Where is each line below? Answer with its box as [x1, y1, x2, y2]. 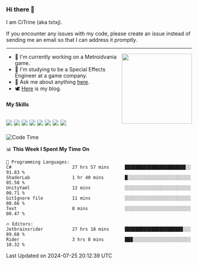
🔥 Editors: [6, 221, 34, 227]
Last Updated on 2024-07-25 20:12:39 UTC [6, 252, 113, 259]
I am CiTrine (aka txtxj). [6, 19, 63, 26]
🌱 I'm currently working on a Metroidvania [14, 53, 117, 61]
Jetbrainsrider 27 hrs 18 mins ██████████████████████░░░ [6, 226, 192, 232]
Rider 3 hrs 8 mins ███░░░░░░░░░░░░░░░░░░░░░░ [6, 236, 192, 243]
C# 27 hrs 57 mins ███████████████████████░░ [6, 164, 192, 170]
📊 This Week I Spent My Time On [6, 145, 90, 152]
